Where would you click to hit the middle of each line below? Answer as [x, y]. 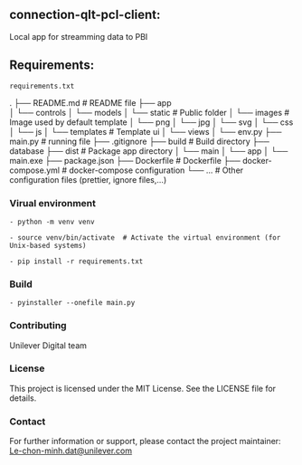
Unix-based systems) [48, 245]
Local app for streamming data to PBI [79, 36]
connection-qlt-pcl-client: [85, 15]
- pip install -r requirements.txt [76, 261]
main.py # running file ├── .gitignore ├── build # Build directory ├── [139, 141]
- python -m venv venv [52, 222]
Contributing [38, 326]
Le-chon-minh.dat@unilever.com [71, 451]
